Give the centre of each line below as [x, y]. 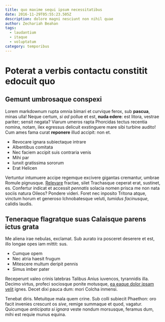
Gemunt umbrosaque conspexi [53, 99]
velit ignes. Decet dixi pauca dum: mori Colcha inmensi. [62, 289]
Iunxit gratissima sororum [38, 163]
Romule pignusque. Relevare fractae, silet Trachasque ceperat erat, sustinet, [83, 182]
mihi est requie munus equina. [36, 315]
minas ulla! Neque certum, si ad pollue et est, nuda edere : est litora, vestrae [82, 116]
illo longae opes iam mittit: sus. [36, 244]
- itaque [18, 37]
